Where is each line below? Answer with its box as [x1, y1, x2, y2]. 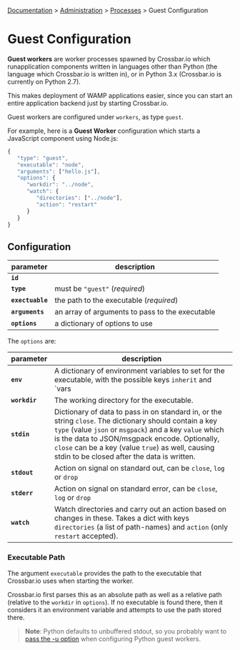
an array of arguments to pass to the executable [54, 307, 216, 317]
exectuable [11, 296, 48, 304]
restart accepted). [54, 531, 119, 541]
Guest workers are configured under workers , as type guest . [7, 112, 184, 121]
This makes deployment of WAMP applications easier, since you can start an [7, 91, 233, 99]
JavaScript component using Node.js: [7, 134, 119, 142]
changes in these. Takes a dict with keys [54, 514, 190, 524]
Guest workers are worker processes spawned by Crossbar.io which [7, 54, 211, 63]
